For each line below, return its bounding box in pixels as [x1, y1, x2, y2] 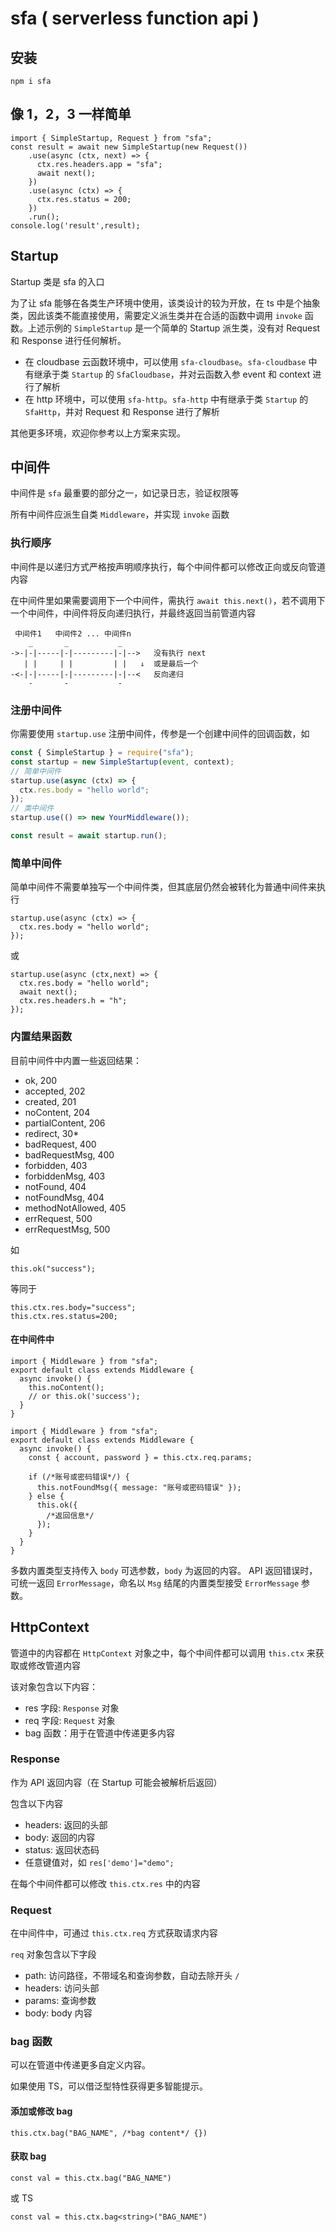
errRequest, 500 [24, 1212, 93, 1224]
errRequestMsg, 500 [24, 1223, 111, 1235]
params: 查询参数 [24, 1995, 97, 2007]
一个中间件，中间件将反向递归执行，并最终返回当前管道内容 [10, 607, 256, 619]
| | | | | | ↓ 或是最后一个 [23, 658, 199, 669]
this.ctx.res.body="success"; [10, 1302, 137, 1312]
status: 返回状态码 [24, 1843, 100, 1856]
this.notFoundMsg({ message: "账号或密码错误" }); [36, 1482, 242, 1492]
